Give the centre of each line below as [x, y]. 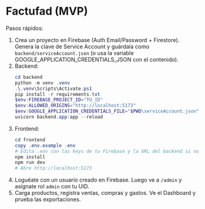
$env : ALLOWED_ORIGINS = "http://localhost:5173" [75, 106]
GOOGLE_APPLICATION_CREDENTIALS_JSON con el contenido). [96, 59]
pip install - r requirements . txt [57, 94]
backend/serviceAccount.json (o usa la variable [74, 53]
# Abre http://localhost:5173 [53, 168]
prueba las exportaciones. [48, 199]
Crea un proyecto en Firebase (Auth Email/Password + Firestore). [97, 40]
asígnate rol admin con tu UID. [52, 186]
